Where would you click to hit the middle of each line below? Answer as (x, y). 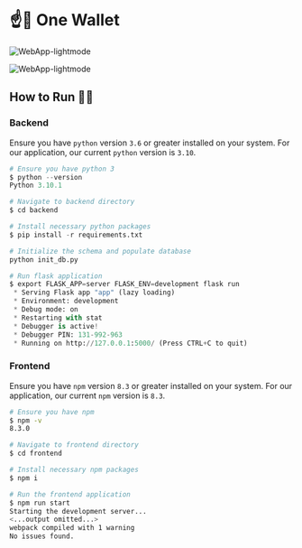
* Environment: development (66, 302)
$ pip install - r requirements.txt (76, 235)
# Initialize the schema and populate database (101, 251)
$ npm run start (40, 503)
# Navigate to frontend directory (74, 445)
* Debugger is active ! (56, 326)
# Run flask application (56, 276)
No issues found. (42, 536)
